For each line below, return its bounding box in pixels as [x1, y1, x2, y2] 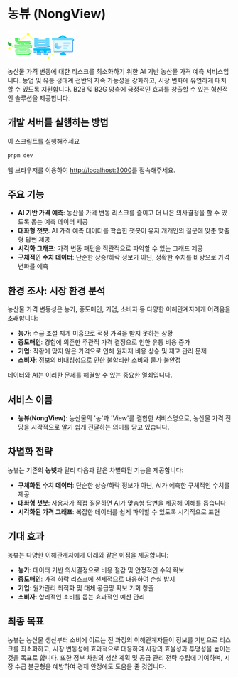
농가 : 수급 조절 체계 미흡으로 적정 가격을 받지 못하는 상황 [17, 329, 173, 338]
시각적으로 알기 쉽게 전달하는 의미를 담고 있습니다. [31, 423, 170, 432]
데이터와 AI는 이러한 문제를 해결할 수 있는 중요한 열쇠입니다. [7, 371, 173, 380]
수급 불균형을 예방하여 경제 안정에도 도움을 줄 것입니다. [14, 662, 167, 671]
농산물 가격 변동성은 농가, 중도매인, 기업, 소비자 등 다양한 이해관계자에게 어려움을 [7, 305, 231, 314]
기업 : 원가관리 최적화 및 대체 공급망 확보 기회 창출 [17, 583, 154, 592]
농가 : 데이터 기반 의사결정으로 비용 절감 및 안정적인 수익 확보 [17, 565, 185, 574]
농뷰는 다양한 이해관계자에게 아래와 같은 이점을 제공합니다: [7, 550, 169, 559]
